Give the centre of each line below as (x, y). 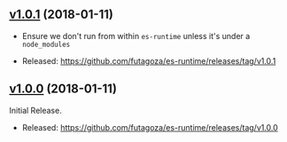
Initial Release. (35, 110)
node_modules (46, 44)
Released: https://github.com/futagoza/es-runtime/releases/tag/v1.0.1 (149, 60)
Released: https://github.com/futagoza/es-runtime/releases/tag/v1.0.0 (150, 127)
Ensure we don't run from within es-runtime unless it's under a (136, 35)
